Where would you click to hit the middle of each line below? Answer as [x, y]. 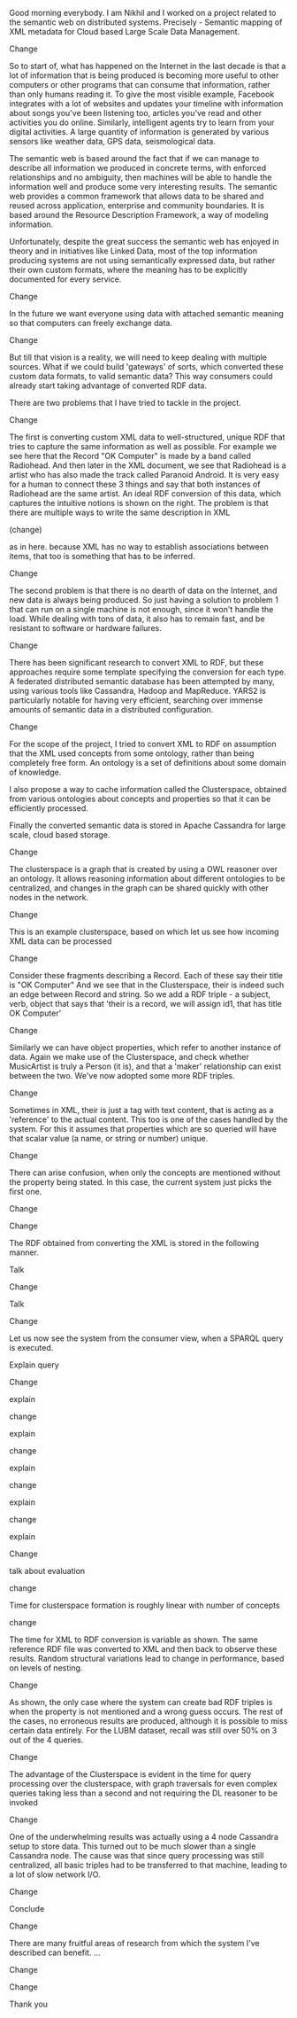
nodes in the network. [49, 897]
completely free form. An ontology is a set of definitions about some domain [148, 763]
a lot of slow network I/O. [55, 1874]
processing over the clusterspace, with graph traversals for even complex [144, 1784]
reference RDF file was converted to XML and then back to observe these [143, 1649]
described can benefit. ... [55, 1952]
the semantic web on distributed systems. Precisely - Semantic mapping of [146, 22]
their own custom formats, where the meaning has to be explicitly [128, 270]
